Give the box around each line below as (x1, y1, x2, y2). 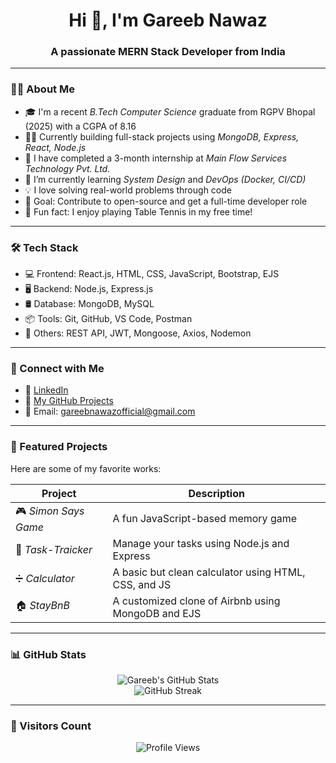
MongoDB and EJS (112, 606, 202, 620)
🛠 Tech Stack (10, 240, 79, 254)
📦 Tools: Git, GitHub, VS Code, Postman (24, 313, 193, 325)
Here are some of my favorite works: (10, 462, 162, 474)
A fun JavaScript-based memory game (112, 512, 298, 526)
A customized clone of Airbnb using (112, 594, 281, 608)
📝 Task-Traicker (15, 542, 93, 556)
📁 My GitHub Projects (24, 395, 114, 407)
